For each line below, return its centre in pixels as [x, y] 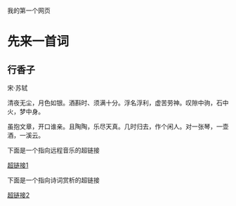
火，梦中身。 [26, 111]
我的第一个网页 [29, 11]
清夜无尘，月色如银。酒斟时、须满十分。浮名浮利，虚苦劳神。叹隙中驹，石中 [118, 103]
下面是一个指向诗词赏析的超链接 [53, 180]
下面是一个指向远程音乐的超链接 [53, 150]
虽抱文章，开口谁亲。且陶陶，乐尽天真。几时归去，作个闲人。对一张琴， [112, 127]
